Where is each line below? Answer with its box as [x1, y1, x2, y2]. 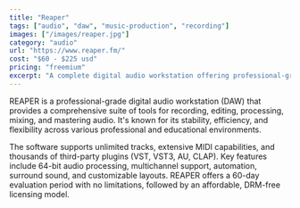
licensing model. [9, 188, 70, 199]
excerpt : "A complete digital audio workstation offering [9, 71, 229, 80]
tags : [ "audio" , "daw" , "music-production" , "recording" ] [9, 21, 229, 30]
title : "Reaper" [9, 12, 70, 22]
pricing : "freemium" [9, 63, 87, 72]
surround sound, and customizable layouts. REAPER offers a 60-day [9, 170, 260, 180]
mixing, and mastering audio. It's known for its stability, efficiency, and [9, 114, 269, 125]
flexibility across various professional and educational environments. [9, 124, 262, 135]
